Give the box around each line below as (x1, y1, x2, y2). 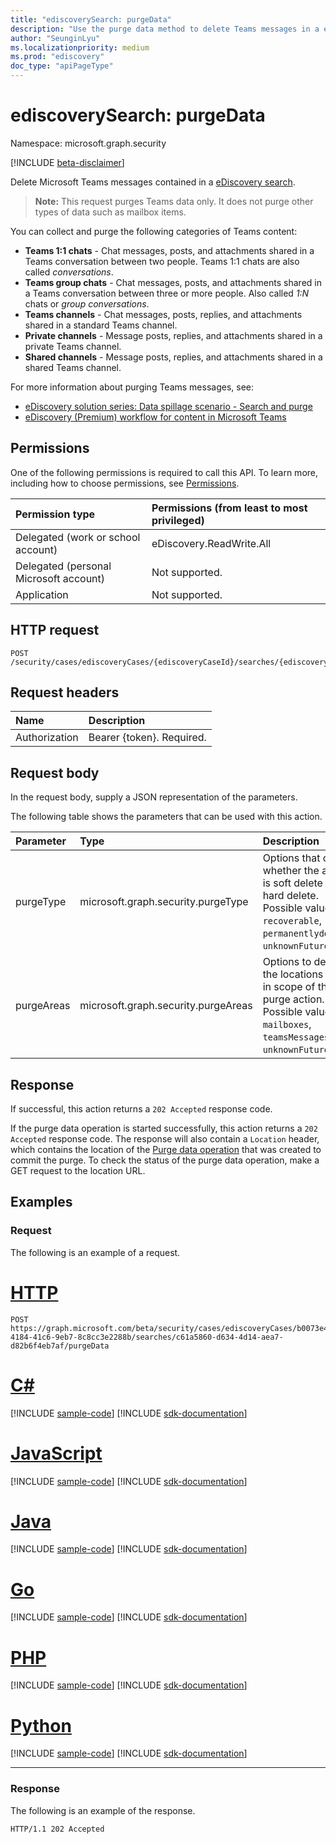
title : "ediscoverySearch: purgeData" (10, 14, 172, 25)
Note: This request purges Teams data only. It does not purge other (34, 195, 314, 207)
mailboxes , (262, 1017, 312, 1031)
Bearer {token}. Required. (88, 731, 207, 745)
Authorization (15, 731, 79, 745)
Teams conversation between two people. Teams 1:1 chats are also (24, 255, 300, 267)
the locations (262, 967, 324, 981)
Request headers (10, 684, 120, 701)
